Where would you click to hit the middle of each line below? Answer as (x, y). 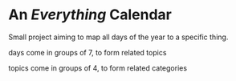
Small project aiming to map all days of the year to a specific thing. (118, 37)
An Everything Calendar (90, 15)
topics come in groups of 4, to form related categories (98, 68)
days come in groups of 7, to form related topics (87, 52)
